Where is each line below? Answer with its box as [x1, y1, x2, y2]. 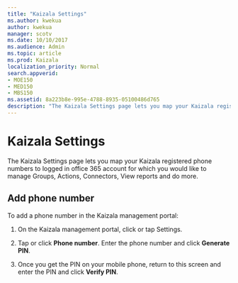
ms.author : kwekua [7, 17, 62, 24]
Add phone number [7, 192, 95, 204]
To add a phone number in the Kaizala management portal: [7, 211, 178, 220]
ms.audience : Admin [7, 43, 65, 50]
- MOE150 [7, 76, 33, 84]
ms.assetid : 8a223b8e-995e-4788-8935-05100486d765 [7, 96, 160, 104]
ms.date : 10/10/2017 [7, 37, 69, 44]
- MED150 [7, 83, 33, 90]
